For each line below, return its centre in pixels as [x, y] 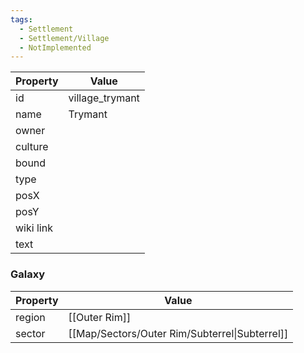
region [30, 317]
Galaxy [28, 274]
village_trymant [104, 98]
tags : [21, 19]
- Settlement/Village [64, 38]
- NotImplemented [55, 47]
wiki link [34, 228]
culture [32, 147]
